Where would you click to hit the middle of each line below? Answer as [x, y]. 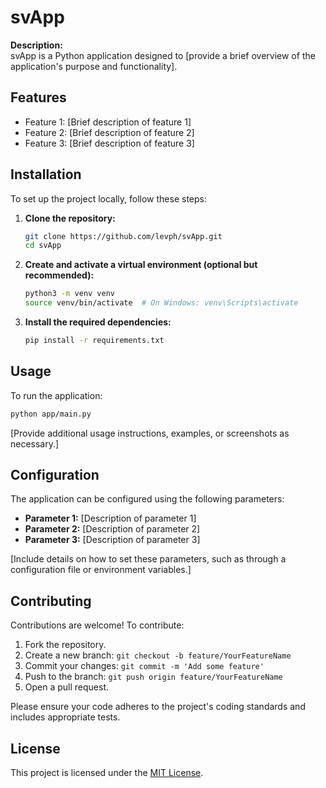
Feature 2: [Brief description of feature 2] [109, 132]
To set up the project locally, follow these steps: [109, 198]
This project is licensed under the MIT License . [107, 773]
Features [38, 97]
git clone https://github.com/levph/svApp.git [123, 236]
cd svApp [43, 246]
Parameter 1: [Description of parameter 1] [110, 518]
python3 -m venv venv [70, 294]
